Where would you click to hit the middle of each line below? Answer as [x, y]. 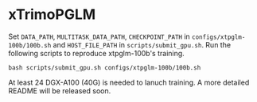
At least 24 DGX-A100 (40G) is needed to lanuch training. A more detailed [129, 82]
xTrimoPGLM [52, 15]
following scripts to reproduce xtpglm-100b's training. [96, 53]
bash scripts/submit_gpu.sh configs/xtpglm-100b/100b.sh [105, 68]
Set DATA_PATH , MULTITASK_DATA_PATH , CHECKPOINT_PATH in [99, 36]
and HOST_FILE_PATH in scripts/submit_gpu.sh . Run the [142, 44]
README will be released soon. [60, 91]
